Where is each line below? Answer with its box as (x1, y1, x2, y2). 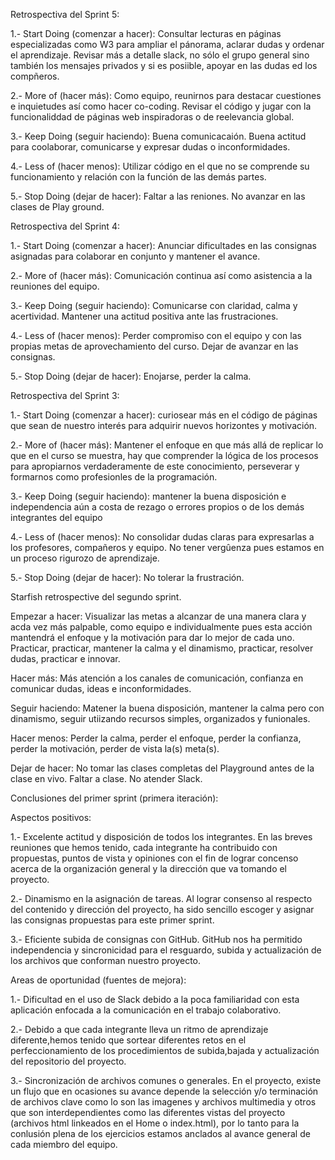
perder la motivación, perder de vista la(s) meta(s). (10, 743, 220, 754)
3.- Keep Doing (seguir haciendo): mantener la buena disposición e (10, 490, 287, 502)
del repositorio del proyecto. (10, 1055, 127, 1067)
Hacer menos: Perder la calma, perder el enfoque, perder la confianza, (10, 732, 302, 744)
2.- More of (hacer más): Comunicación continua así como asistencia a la (10, 270, 313, 281)
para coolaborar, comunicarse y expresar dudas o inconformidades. (10, 141, 291, 153)
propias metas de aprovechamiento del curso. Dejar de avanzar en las (10, 340, 299, 352)
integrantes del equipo (10, 512, 103, 523)
